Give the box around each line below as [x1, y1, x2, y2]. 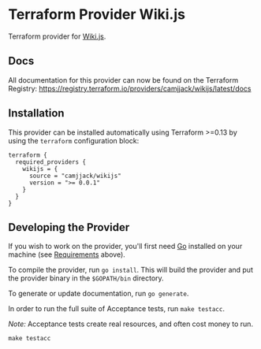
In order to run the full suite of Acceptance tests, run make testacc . [8, 304, 225, 314]
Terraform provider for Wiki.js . [8, 32, 106, 41]
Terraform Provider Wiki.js [8, 6, 185, 24]
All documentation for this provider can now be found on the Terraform [8, 75, 239, 84]
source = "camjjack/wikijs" [28, 172, 122, 180]
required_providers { [15, 158, 87, 166]
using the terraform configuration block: [8, 136, 140, 145]
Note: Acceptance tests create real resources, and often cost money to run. [8, 319, 254, 329]
